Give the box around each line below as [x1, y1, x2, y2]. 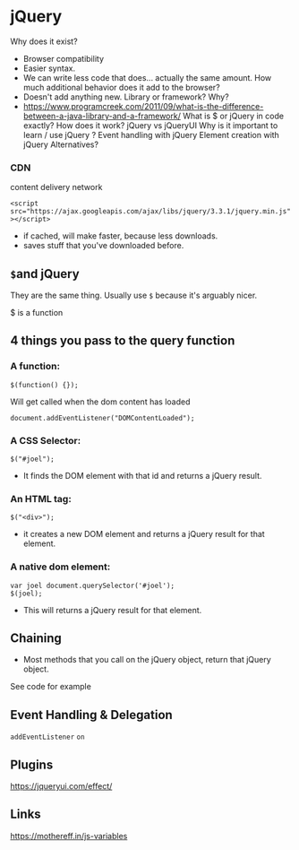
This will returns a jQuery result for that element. [22, 604, 202, 615]
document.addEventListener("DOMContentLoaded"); [10, 413, 195, 422]
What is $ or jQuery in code [183, 110, 285, 121]
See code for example [10, 681, 92, 692]
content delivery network [10, 182, 103, 193]
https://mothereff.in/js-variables [10, 830, 128, 841]
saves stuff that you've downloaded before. [22, 240, 184, 251]
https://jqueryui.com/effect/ [10, 781, 113, 792]
